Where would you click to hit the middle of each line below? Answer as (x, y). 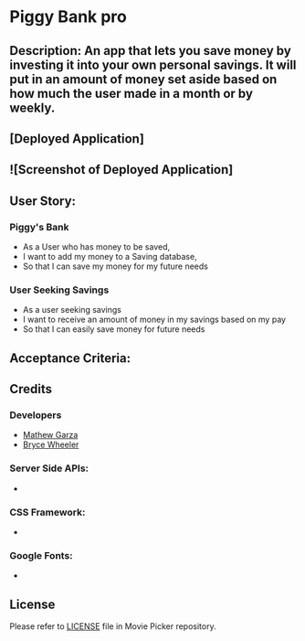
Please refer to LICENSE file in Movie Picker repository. (113, 626)
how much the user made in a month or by (131, 93)
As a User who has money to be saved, (96, 247)
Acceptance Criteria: (70, 358)
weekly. (32, 107)
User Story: (42, 201)
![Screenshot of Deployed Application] (121, 170)
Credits (31, 389)
